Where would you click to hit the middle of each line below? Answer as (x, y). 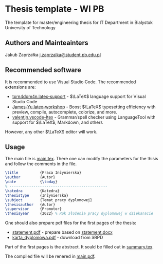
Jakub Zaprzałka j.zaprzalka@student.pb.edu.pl (53, 55)
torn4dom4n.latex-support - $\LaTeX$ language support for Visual (79, 96)
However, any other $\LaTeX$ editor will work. (51, 132)
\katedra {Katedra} (32, 191)
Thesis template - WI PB (55, 9)
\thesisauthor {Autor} (30, 205)
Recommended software (43, 70)
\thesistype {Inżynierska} (37, 195)
